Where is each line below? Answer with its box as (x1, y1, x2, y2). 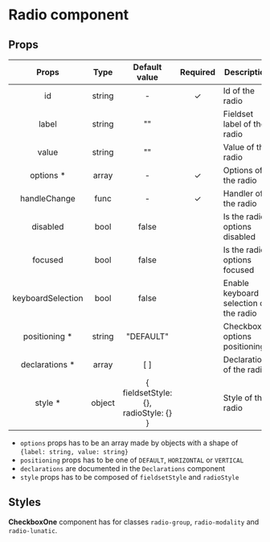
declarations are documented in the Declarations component (19, 464, 226, 473)
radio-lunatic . (8, 525, 58, 535)
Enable (223, 278, 249, 288)
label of (223, 118, 252, 130)
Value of (223, 142, 255, 152)
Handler (223, 188, 254, 199)
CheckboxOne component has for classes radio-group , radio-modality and (8, 517, 260, 527)
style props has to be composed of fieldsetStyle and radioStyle (19, 473, 239, 482)
